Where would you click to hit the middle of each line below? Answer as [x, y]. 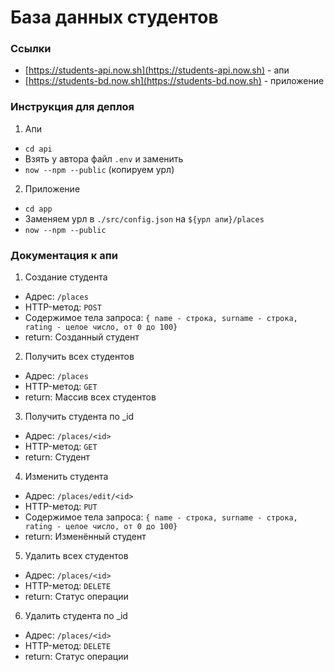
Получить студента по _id [79, 417]
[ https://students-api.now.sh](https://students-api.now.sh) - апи [157, 70]
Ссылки [31, 49]
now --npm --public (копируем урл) [99, 169]
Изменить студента [66, 477]
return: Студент [57, 457]
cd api [38, 149]
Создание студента [66, 277]
